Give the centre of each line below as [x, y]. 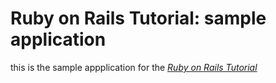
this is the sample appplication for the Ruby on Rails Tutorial [134, 67]
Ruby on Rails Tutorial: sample [138, 18]
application [58, 39]
